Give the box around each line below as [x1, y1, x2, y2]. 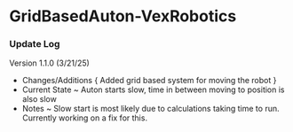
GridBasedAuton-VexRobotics [9, 6, 237, 27]
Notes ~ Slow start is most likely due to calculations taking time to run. [21, 104, 280, 114]
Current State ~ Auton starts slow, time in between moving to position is [21, 84, 285, 95]
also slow [21, 94, 58, 105]
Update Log [9, 38, 60, 50]
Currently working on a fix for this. [21, 113, 148, 123]
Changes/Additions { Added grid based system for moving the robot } [21, 75, 277, 86]
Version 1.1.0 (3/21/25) [9, 58, 91, 68]
